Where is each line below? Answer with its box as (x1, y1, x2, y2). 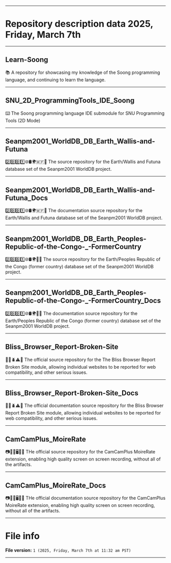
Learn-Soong (5, 56, 48, 64)
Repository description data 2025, (5, 18, 154, 30)
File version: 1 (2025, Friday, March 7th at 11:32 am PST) (5, 547, 131, 553)
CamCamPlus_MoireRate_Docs (5, 481, 106, 490)
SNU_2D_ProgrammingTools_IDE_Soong (5, 96, 135, 105)
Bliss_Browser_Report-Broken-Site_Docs (5, 389, 138, 398)
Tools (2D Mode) (5, 117, 41, 123)
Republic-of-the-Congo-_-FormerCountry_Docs (5, 296, 161, 305)
